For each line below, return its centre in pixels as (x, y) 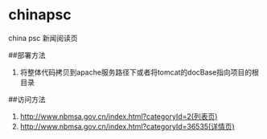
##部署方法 (27, 55)
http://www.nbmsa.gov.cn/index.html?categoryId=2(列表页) (119, 116)
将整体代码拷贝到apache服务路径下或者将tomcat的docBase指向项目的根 (139, 72)
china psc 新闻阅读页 (43, 38)
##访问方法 (27, 99)
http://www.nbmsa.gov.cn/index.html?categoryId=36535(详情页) (127, 126)
